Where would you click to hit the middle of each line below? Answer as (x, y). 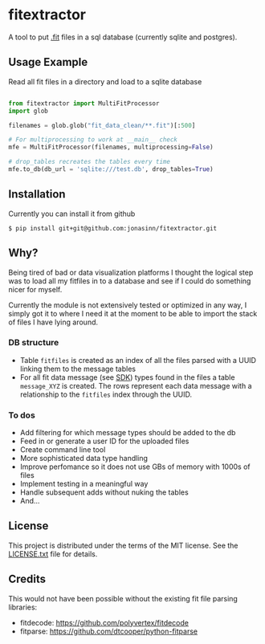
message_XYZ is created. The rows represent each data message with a (136, 385)
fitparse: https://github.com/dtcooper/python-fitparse (109, 631)
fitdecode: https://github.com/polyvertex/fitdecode (104, 622)
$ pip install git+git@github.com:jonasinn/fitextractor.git (113, 228)
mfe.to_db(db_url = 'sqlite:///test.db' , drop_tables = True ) (111, 169)
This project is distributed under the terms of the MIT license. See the (123, 545)
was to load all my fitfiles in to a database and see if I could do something (130, 281)
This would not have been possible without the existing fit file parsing (123, 598)
